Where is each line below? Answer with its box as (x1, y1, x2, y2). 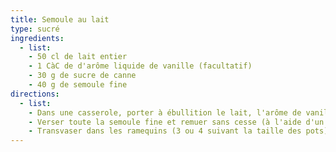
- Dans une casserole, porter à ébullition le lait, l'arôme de (28, 107, 302, 118)
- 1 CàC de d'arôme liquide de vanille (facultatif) (28, 61, 253, 71)
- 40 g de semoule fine (28, 80, 128, 90)
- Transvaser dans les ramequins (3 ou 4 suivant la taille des (28, 126, 302, 136)
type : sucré (10, 24, 60, 34)
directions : (10, 89, 60, 99)
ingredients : (10, 33, 65, 43)
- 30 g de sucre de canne (28, 71, 137, 81)
